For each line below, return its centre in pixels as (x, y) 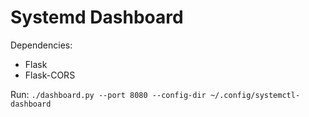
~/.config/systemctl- (255, 95)
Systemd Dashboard (97, 17)
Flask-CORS (50, 75)
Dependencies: (41, 45)
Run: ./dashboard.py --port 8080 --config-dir (108, 94)
